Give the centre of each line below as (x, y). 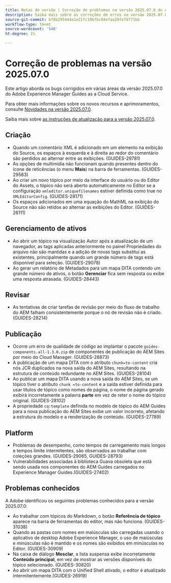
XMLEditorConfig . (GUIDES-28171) (48, 196)
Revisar (18, 295)
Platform (19, 433)
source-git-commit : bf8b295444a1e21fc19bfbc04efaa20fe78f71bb (73, 19)
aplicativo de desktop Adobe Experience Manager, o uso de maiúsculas (88, 538)
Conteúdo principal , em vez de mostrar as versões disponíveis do (82, 559)
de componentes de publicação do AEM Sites (116, 352)
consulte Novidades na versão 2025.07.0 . (49, 109)
